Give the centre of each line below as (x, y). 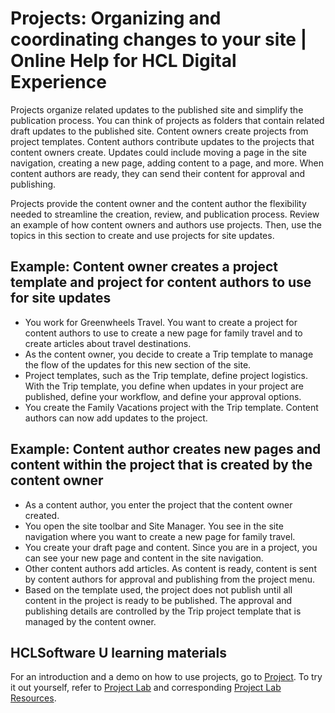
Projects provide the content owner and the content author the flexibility (158, 203)
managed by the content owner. (90, 621)
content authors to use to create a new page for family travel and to (163, 333)
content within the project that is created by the (161, 465)
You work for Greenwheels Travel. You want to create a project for (161, 322)
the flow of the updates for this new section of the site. (138, 364)
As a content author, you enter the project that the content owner (158, 504)
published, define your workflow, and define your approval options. (163, 396)
